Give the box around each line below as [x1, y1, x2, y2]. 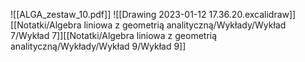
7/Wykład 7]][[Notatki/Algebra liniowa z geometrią [10, 30, 218, 41]
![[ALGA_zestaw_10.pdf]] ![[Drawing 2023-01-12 [10, 9, 207, 20]
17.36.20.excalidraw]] [208, 9, 297, 20]
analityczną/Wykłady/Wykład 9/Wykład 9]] [10, 40, 187, 52]
